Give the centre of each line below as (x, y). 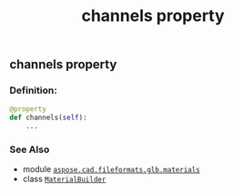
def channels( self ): (49, 118)
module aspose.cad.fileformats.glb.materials (111, 169)
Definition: (33, 90)
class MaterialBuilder (64, 179)
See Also (30, 149)
